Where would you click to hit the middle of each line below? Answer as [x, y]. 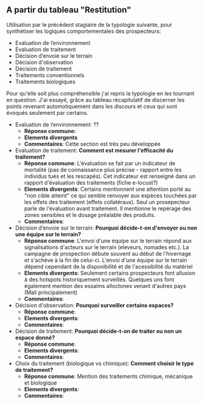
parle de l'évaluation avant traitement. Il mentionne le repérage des [108, 208]
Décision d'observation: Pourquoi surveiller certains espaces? [94, 305]
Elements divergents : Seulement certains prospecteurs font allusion [110, 273]
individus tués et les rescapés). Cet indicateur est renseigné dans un [110, 176]
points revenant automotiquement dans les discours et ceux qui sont [92, 106]
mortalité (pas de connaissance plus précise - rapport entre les [103, 169]
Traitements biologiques [45, 81]
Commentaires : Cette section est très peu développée [92, 144]
